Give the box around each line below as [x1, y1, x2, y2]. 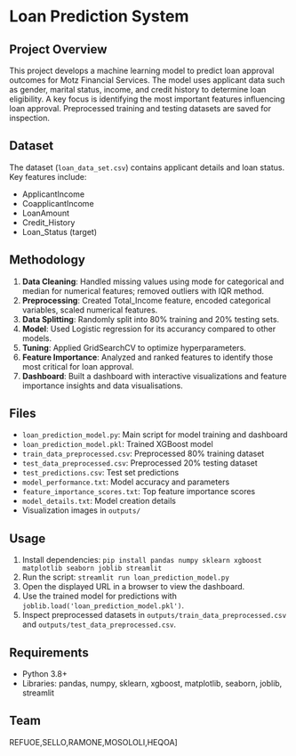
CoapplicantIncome [21, 198, 95, 208]
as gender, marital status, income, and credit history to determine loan [9, 85, 267, 94]
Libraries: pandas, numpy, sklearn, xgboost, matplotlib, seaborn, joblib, [21, 679, 283, 689]
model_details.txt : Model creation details [21, 496, 176, 507]
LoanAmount [21, 207, 69, 218]
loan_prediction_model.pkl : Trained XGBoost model [21, 439, 213, 450]
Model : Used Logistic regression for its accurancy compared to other [21, 323, 276, 334]
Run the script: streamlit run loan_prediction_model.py [21, 572, 229, 582]
